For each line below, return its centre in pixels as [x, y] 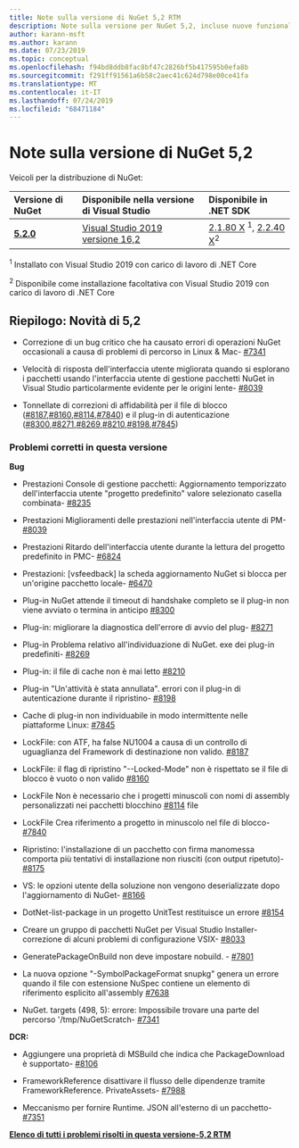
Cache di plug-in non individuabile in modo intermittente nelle [135, 716]
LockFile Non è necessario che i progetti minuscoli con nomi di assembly [156, 796]
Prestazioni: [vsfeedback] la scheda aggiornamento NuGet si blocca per [154, 574]
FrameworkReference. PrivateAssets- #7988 [104, 1091]
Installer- [241, 930]
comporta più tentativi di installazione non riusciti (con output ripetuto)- [153, 859]
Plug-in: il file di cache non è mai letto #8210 [104, 671]
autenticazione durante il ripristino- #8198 [99, 698]
